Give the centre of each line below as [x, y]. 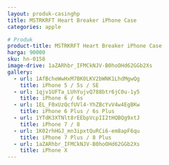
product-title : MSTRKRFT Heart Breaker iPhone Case [84, 46]
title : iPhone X [44, 151]
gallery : [20, 72]
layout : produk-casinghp [44, 14]
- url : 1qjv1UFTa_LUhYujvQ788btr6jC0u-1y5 [77, 92]
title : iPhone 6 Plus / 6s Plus [67, 112]
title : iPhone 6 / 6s [51, 98]
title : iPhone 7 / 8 [50, 124]
